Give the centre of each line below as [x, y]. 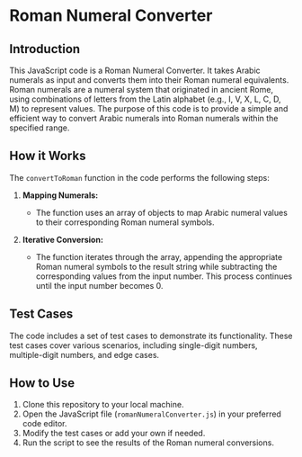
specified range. [40, 128]
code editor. [44, 424]
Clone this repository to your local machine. [103, 405]
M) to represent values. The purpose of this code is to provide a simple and [149, 108]
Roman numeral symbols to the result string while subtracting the [156, 266]
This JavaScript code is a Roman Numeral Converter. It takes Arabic [135, 70]
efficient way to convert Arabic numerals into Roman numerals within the [144, 118]
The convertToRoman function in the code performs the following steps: [139, 177]
